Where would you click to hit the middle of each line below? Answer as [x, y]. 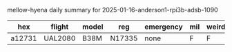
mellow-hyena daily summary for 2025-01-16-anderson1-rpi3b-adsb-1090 [113, 10]
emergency [164, 27]
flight [60, 27]
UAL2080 [60, 38]
